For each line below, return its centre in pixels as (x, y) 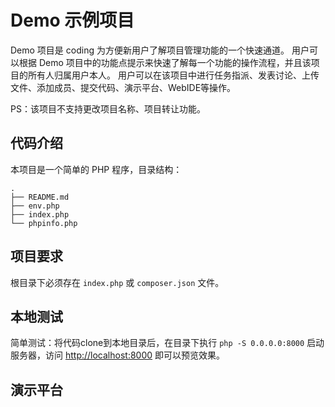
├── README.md (40, 197)
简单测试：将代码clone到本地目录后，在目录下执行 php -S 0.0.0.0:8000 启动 (167, 343)
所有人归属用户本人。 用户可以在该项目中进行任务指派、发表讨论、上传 (173, 75)
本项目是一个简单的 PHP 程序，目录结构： (96, 169)
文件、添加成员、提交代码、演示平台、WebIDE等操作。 (123, 87)
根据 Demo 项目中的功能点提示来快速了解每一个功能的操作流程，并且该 (165, 62)
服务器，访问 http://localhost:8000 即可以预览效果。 (118, 355)
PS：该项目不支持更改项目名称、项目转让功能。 (108, 108)
